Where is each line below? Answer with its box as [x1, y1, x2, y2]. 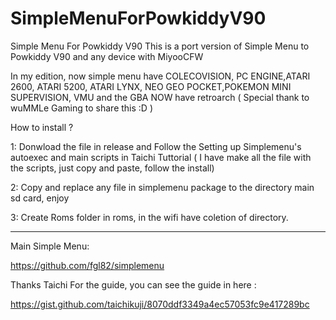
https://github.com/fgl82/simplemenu [10, 259, 165, 271]
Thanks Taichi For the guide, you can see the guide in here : [10, 278, 257, 291]
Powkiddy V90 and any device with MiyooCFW [10, 50, 204, 62]
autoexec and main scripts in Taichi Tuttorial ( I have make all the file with [10, 151, 312, 163]
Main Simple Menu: [10, 240, 90, 252]
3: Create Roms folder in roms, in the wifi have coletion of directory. [10, 211, 289, 223]
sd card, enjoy [10, 192, 70, 204]
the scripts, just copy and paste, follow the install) [10, 162, 215, 174]
